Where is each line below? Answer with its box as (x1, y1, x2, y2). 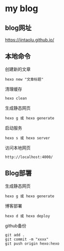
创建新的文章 (5, 66, 31, 72)
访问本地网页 (5, 145, 31, 151)
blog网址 (5, 23, 32, 32)
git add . (5, 232, 25, 237)
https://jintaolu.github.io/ (5, 37, 54, 43)
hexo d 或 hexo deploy (5, 213, 50, 218)
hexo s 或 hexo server (5, 136, 50, 140)
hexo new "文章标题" (5, 77, 44, 82)
